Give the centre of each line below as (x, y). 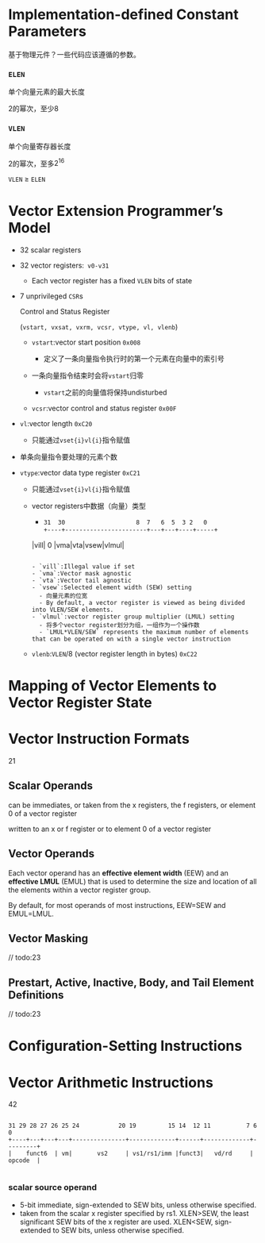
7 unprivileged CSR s (51, 296)
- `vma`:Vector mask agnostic (82, 573)
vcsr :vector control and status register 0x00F (104, 408)
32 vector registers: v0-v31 (64, 266)
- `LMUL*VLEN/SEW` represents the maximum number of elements (144, 632)
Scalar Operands (51, 786)
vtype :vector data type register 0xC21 (80, 473)
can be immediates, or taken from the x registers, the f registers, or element (132, 805)
